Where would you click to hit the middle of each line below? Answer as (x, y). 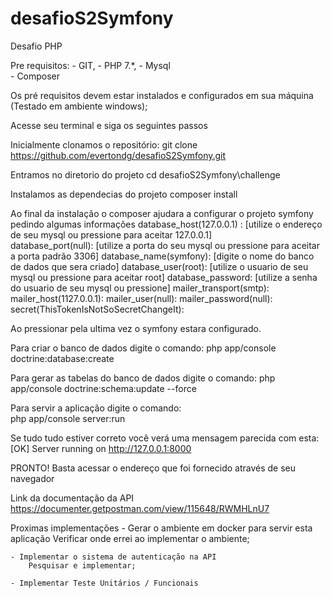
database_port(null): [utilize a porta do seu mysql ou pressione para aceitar (165, 245)
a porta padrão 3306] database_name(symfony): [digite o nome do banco (162, 256)
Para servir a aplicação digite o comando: (96, 408)
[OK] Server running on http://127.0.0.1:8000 (101, 448)
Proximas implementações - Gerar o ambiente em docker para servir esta (161, 528)
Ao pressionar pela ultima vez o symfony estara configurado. (136, 328)
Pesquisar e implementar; (82, 565)
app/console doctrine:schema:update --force (103, 388)
